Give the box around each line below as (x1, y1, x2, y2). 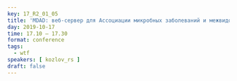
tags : (7, 43, 23, 50)
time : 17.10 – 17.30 (7, 30, 68, 37)
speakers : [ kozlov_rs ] (7, 56, 80, 63)
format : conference (7, 37, 65, 44)
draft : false (7, 63, 46, 70)
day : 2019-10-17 (7, 23, 55, 30)
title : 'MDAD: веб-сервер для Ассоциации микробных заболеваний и (7, 17, 207, 24)
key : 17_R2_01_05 (7, 10, 59, 18)
